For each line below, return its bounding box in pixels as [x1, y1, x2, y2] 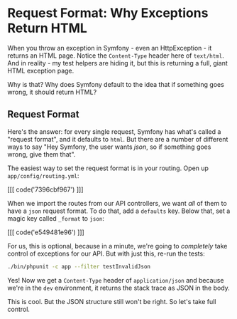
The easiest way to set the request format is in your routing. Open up [7, 164, 209, 172]
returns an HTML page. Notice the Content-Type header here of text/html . [7, 51, 225, 60]
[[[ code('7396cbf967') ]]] [7, 185, 84, 194]
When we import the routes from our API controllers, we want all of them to [7, 199, 227, 207]
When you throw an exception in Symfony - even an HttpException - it [7, 43, 212, 52]
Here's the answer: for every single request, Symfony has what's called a [7, 127, 221, 136]
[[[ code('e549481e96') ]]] [7, 228, 85, 236]
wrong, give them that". [7, 150, 76, 158]
